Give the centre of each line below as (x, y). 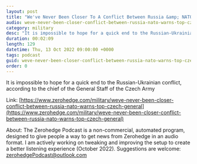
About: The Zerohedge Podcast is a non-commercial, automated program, (96, 130)
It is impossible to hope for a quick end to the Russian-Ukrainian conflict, (94, 83)
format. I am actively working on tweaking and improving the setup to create (98, 143)
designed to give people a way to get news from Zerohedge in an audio (92, 136)
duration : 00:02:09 (30, 39)
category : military (30, 28)
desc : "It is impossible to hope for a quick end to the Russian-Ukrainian (101, 33)
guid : (13, 60)
